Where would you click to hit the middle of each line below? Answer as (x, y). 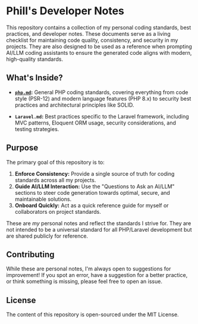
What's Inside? (35, 78)
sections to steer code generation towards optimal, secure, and (92, 192)
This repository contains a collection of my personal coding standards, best (99, 27)
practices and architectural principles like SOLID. (74, 105)
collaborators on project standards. (58, 211)
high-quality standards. (35, 59)
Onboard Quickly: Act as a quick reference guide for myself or (92, 205)
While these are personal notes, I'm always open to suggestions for (89, 269)
